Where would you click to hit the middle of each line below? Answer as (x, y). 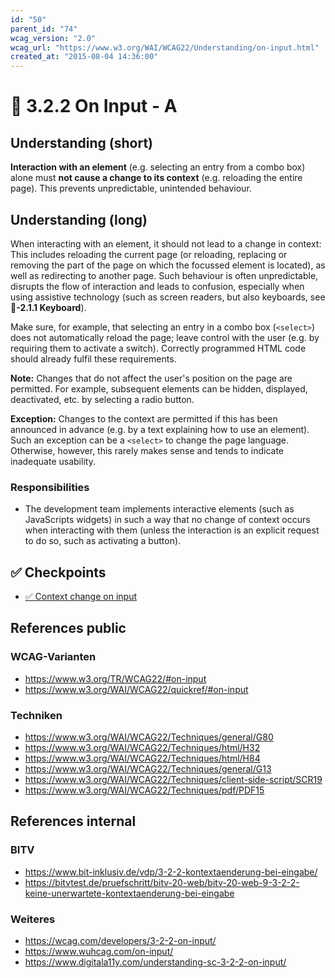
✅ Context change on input (80, 597)
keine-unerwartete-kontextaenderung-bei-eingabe (129, 893)
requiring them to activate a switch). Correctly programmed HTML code (158, 348)
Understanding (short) (82, 142)
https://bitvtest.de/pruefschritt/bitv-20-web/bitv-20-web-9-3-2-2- (162, 882)
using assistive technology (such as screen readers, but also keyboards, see (168, 297)
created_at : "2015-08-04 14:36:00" (84, 57)
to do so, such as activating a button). (103, 541)
